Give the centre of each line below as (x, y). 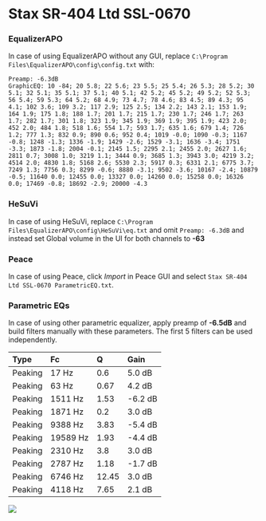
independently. (33, 340)
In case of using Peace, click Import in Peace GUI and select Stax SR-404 (128, 277)
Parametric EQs (39, 306)
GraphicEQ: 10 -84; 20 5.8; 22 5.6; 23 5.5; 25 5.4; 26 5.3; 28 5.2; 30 (131, 86)
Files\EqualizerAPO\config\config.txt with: (82, 65)
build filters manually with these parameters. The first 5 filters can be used (131, 331)
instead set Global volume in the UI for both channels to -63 (107, 238)
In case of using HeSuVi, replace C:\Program (81, 221)
